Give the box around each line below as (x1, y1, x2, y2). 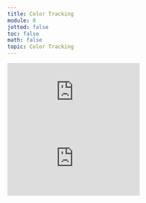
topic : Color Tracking (7, 43, 74, 50)
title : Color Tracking (7, 10, 74, 18)
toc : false (7, 30, 39, 37)
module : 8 (7, 17, 37, 24)
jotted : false (7, 23, 49, 30)
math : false (7, 37, 42, 44)
